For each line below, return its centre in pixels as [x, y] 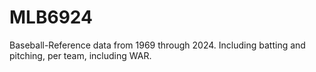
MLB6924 [51, 17]
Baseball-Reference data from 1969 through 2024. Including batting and [157, 45]
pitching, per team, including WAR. [80, 55]
